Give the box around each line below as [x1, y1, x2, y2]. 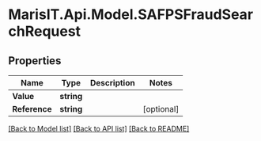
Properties [8, 54, 62, 67]
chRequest [8, 22, 81, 40]
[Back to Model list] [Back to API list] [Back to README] [8, 124, 190, 133]
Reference [12, 104, 52, 114]
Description [89, 78, 136, 88]
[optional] [142, 104, 180, 114]
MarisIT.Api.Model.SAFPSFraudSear [8, 6, 254, 24]
